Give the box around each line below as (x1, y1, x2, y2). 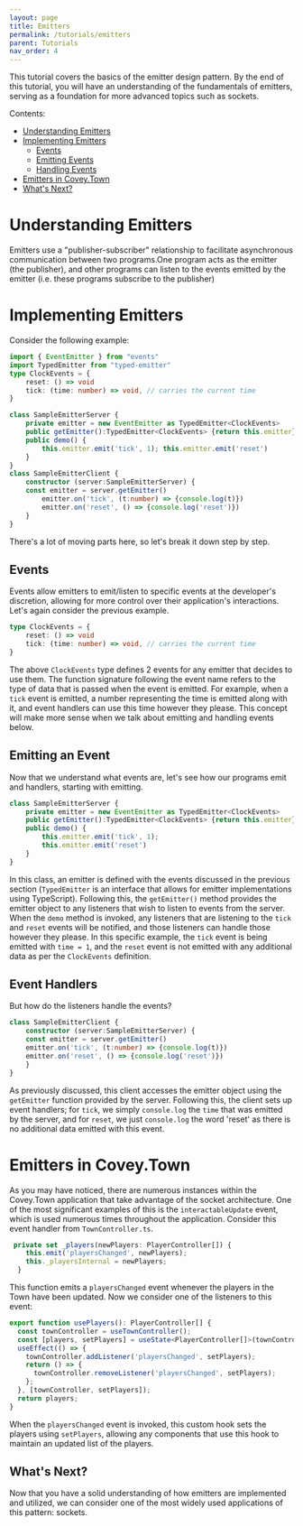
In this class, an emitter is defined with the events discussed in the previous (9, 874, 290, 884)
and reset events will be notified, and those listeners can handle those (9, 921, 271, 932)
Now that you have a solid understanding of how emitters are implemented (9, 1488, 287, 1499)
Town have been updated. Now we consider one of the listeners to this (9, 1291, 272, 1302)
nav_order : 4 (9, 47, 59, 56)
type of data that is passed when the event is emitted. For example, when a (9, 683, 289, 694)
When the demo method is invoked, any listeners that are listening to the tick (9, 912, 291, 923)
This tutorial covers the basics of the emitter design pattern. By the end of (9, 71, 284, 82)
